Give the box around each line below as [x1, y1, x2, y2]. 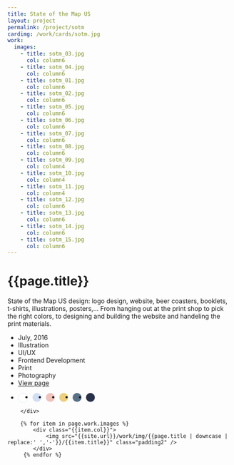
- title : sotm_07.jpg [20, 130, 84, 137]
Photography [17, 372, 56, 380]
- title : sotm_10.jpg [20, 169, 84, 177]
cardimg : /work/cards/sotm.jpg [7, 30, 101, 38]
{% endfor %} [23, 451, 62, 459]
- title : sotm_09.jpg [20, 156, 84, 164]
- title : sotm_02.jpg [20, 90, 84, 97]
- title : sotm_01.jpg [20, 76, 84, 84]
